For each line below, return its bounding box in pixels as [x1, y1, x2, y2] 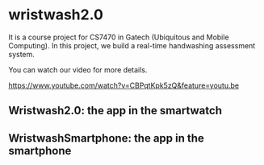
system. [8, 49, 35, 59]
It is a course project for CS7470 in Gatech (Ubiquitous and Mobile [8, 32, 229, 42]
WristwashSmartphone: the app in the [8, 131, 204, 145]
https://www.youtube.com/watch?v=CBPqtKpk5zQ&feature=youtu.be [8, 80, 240, 90]
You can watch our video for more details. [8, 64, 148, 74]
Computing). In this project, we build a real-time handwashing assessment [8, 40, 256, 50]
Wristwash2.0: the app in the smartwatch [8, 104, 222, 118]
